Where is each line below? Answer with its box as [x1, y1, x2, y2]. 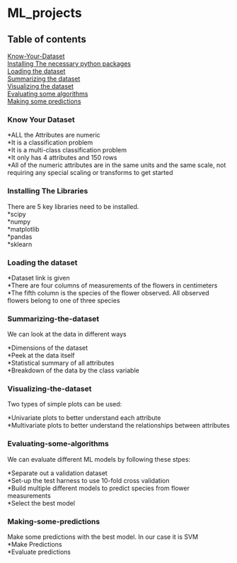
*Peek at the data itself [7, 351, 76, 360]
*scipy [7, 210, 26, 218]
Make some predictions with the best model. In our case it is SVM [7, 533, 199, 541]
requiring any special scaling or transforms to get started [7, 169, 173, 177]
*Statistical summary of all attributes [7, 359, 115, 368]
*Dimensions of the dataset [7, 343, 88, 352]
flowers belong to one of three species [7, 296, 120, 305]
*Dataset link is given [7, 273, 70, 282]
